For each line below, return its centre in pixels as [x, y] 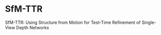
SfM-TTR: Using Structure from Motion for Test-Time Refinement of [73, 22]
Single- [149, 22]
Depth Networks [33, 27]
